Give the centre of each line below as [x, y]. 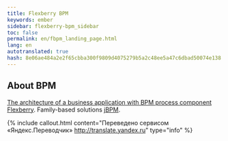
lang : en [19, 45]
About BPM [32, 86]
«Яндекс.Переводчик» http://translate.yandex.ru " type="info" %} [100, 130]
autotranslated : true [38, 52]
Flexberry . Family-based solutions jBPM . [64, 110]
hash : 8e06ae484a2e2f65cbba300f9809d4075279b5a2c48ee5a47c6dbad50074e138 [114, 58]
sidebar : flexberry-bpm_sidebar [53, 26]
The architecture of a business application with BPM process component [110, 102]
